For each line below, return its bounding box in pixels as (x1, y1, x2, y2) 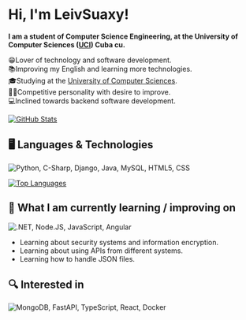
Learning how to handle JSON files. (19, 254, 136, 263)
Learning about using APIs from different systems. (19, 246, 184, 255)
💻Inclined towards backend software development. (8, 96, 176, 106)
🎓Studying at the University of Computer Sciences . (8, 76, 177, 85)
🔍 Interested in (8, 277, 84, 291)
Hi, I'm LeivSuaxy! (8, 6, 129, 24)
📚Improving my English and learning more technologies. (8, 64, 192, 73)
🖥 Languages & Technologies (8, 138, 154, 151)
